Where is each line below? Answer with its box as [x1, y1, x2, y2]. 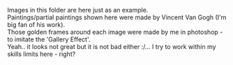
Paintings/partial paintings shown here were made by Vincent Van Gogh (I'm [7, 13, 227, 21]
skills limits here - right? [7, 50, 76, 58]
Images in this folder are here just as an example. [7, 6, 149, 14]
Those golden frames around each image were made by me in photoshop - [7, 28, 223, 36]
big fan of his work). [7, 21, 65, 28]
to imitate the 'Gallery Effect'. [7, 35, 91, 44]
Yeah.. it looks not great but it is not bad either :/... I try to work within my [7, 43, 216, 50]
